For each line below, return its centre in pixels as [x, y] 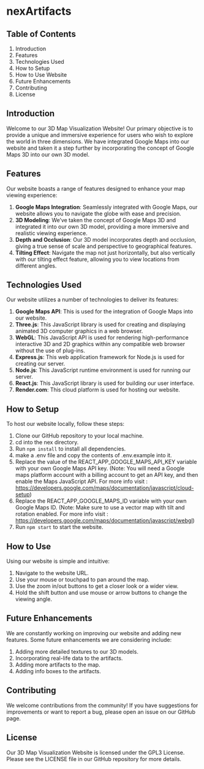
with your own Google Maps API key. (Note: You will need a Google [100, 468]
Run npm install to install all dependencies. [70, 449]
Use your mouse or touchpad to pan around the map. [82, 580]
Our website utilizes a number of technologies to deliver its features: [93, 299]
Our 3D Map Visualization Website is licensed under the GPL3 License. [96, 752]
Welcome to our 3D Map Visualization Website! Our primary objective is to [100, 128]
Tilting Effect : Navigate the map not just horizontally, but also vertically [105, 252]
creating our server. [40, 364]
